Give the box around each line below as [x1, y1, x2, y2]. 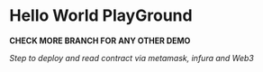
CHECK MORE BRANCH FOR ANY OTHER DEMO [9, 35, 191, 46]
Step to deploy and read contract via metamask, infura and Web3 [9, 52, 254, 63]
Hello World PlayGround [9, 5, 193, 26]
